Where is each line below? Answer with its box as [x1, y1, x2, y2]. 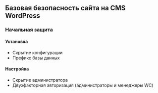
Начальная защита [5, 27, 53, 33]
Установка [5, 38, 28, 44]
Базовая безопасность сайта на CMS [5, 4, 126, 12]
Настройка [5, 66, 29, 72]
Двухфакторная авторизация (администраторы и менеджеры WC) [12, 82, 154, 88]
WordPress [5, 12, 41, 20]
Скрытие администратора [12, 77, 68, 83]
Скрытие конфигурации [12, 49, 63, 56]
